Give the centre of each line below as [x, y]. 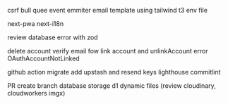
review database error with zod [53, 37]
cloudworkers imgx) [36, 93]
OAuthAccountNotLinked [43, 58]
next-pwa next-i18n [36, 24]
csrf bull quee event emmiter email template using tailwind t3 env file [108, 10]
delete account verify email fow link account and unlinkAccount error [108, 51]
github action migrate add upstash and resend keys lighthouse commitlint [114, 72]
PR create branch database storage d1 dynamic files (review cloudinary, [112, 86]
